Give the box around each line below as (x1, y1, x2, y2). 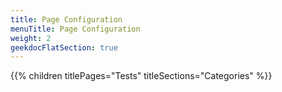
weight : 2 (10, 33, 52, 43)
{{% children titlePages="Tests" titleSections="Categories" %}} (10, 70, 273, 82)
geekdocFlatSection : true (10, 42, 118, 53)
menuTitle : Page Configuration (10, 24, 141, 34)
